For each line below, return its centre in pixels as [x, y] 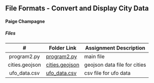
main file [95, 57]
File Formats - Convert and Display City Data [77, 8]
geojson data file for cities [115, 65]
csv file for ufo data [107, 73]
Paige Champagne [25, 21]
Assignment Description [115, 48]
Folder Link [63, 48]
